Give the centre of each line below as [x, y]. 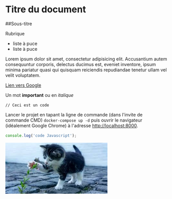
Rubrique [15, 33]
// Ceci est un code [27, 105]
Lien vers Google [23, 85]
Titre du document [46, 9]
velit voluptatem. [23, 75]
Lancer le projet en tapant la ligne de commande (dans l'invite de [74, 114]
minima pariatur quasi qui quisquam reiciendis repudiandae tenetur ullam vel [86, 70]
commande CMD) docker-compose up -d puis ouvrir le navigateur [74, 120]
